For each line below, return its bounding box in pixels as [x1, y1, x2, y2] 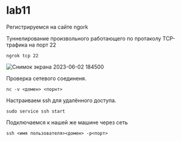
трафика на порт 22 [6, 41, 57, 48]
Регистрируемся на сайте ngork [6, 23, 88, 30]
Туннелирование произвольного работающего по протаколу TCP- [6, 35, 176, 42]
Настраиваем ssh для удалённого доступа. [6, 97, 116, 104]
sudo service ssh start [6, 108, 66, 114]
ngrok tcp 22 [6, 53, 39, 58]
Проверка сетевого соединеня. [6, 75, 87, 82]
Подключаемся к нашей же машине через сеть [6, 119, 128, 126]
